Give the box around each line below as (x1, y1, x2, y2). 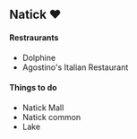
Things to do (9, 83, 57, 93)
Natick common (21, 111, 81, 122)
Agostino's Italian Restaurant (21, 62, 129, 73)
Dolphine (21, 52, 56, 63)
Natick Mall (21, 102, 64, 113)
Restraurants (9, 31, 59, 43)
